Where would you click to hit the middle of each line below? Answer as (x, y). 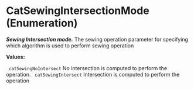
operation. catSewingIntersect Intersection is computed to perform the (93, 74)
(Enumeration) (42, 23)
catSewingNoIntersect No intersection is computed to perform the (88, 68)
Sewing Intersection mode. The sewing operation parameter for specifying (97, 39)
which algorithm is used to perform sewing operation (70, 46)
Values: (16, 57)
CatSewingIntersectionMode (78, 11)
